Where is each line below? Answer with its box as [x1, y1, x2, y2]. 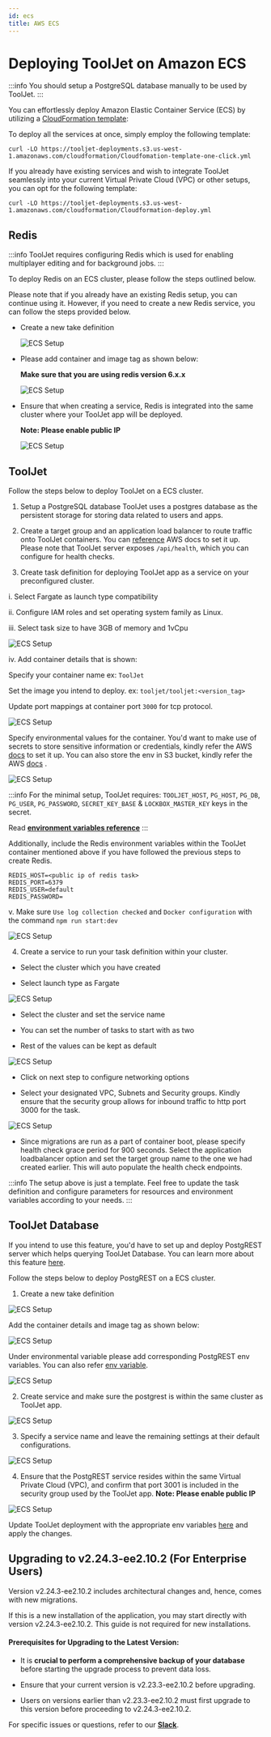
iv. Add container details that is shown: [8, 655, 138, 665]
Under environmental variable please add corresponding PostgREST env [8, 1351, 250, 1361]
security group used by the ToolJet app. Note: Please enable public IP [19, 1489, 256, 1498]
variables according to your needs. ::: [8, 1196, 133, 1205]
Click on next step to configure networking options [19, 1072, 190, 1082]
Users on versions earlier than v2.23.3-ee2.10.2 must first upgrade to [19, 1695, 251, 1705]
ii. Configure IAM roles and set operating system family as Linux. [8, 608, 224, 618]
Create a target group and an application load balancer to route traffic [19, 526, 252, 536]
